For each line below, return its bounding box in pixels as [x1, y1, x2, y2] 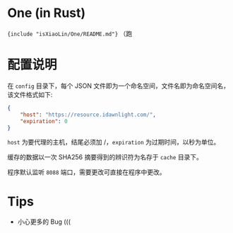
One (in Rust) [7, 5, 86, 21]
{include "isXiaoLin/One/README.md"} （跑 [7, 29, 133, 38]
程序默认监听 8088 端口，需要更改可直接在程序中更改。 [7, 168, 166, 176]
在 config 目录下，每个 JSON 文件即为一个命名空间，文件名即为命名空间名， [7, 81, 229, 90]
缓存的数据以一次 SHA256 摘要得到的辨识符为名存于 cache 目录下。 [7, 153, 203, 161]
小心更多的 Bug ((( [17, 217, 71, 226]
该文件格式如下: [7, 90, 53, 98]
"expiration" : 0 [20, 118, 68, 125]
